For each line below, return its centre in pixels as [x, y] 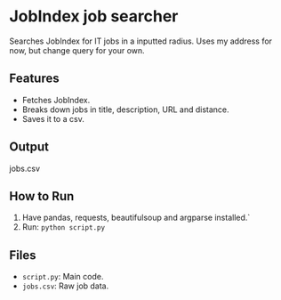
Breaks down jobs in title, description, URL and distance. [125, 109]
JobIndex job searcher [94, 16]
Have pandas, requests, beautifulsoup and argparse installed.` [136, 218]
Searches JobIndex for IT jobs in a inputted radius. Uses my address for [141, 41]
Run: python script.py [63, 227]
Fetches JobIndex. [56, 100]
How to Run [42, 196]
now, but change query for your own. [77, 50]
